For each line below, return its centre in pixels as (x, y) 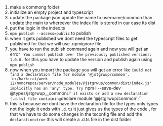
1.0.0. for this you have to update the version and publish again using (81, 59)
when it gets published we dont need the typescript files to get (74, 38)
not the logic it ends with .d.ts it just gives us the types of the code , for (83, 109)
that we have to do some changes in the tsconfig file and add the (76, 114)
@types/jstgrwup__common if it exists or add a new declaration (79, 93)
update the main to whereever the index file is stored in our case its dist (82, 23)
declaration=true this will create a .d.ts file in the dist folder (71, 119)
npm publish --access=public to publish (50, 33)
